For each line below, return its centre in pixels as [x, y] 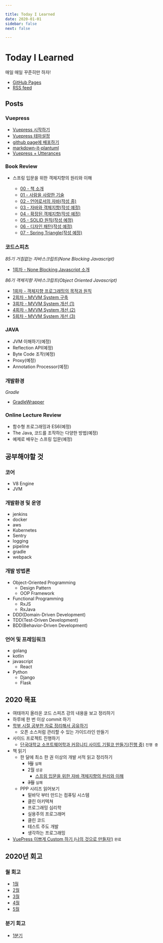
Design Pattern [35, 587]
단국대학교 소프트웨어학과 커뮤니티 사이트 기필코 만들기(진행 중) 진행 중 [89, 744]
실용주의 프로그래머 [47, 814]
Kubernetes [24, 531]
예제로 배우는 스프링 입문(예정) [43, 439]
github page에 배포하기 [36, 142]
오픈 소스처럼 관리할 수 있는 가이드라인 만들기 [64, 732]
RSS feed [22, 88]
